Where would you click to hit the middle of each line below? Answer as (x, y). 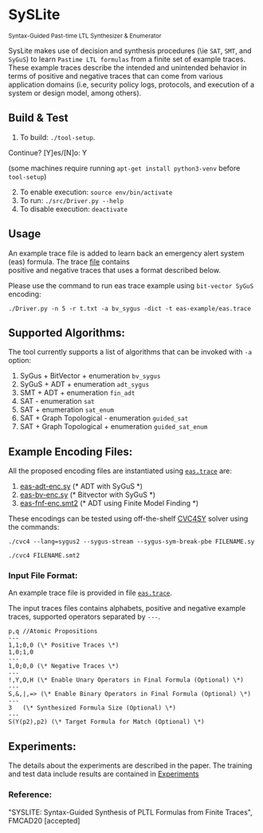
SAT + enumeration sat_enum (67, 410)
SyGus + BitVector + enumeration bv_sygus (90, 376)
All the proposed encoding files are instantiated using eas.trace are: (120, 471)
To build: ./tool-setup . (57, 137)
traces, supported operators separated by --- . (84, 617)
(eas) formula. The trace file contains (69, 261)
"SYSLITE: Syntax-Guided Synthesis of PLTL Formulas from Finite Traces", (130, 812)
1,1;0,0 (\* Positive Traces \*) (64, 645)
